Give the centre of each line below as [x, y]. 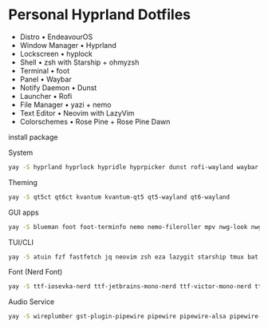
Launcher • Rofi [46, 96]
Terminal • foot [45, 70]
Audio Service [32, 302]
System [21, 152]
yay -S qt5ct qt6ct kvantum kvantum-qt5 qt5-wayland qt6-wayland [119, 197]
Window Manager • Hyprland [68, 45]
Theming [23, 182]
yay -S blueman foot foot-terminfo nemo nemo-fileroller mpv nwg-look [128, 227]
